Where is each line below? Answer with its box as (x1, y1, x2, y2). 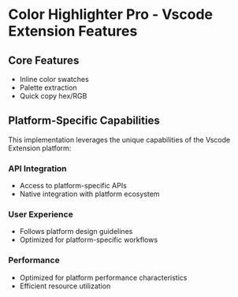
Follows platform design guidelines (19, 227, 133, 236)
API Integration (8, 163, 67, 174)
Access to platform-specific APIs (19, 181, 128, 191)
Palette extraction (19, 83, 77, 92)
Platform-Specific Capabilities (8, 114, 160, 128)
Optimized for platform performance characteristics (19, 273, 188, 282)
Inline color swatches (19, 75, 89, 84)
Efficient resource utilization (19, 281, 111, 291)
